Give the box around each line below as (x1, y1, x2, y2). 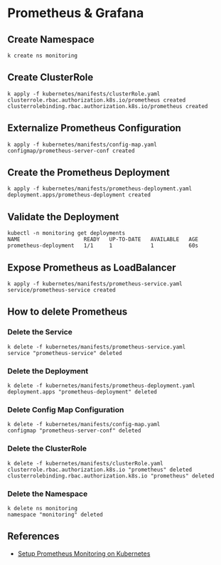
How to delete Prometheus (7, 306, 128, 318)
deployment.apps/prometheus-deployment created (7, 191, 151, 199)
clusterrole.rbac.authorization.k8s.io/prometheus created (7, 96, 186, 104)
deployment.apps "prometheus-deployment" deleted (7, 389, 158, 396)
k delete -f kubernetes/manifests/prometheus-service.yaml (7, 343, 186, 350)
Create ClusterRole (7, 71, 94, 83)
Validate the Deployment (7, 211, 119, 223)
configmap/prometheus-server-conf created (7, 147, 135, 154)
